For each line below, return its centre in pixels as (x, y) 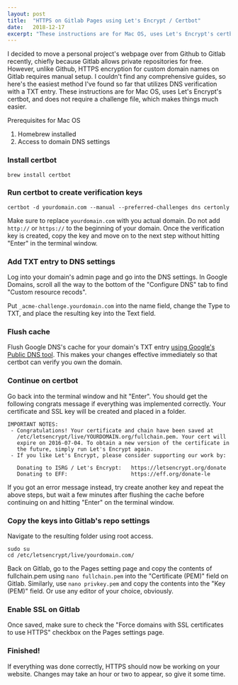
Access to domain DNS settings (64, 142)
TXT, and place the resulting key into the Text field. (81, 314)
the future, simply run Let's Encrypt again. (85, 449)
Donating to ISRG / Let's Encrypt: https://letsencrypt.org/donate (121, 468)
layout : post (27, 14)
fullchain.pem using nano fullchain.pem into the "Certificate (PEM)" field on (118, 576)
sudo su (19, 549)
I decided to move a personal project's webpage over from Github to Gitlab (117, 54)
